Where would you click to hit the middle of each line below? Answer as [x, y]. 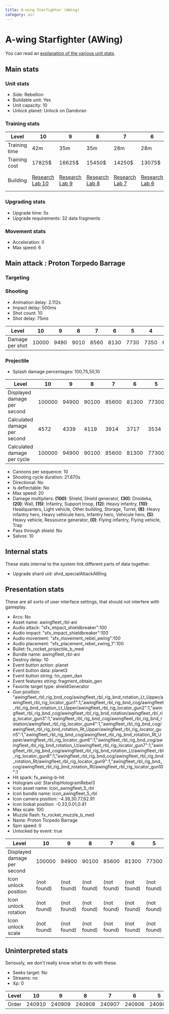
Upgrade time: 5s [30, 213]
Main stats [22, 69]
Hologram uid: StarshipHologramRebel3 [54, 783]
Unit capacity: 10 [30, 105]
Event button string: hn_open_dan [47, 675]
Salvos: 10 [23, 536]
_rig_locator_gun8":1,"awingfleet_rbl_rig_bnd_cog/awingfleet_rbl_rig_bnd [88, 756]
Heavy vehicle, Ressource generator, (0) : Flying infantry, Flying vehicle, [87, 520]
